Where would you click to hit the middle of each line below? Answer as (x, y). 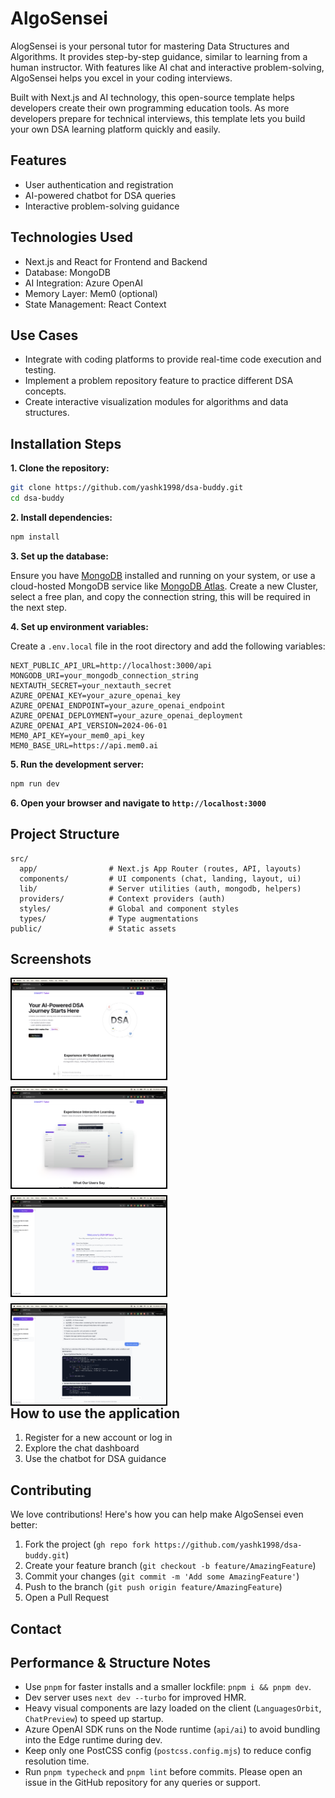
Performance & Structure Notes (111, 1662)
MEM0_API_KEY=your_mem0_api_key (77, 735)
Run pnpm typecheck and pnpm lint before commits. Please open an (163, 1772)
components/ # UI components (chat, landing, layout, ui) (160, 878)
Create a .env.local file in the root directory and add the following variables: (168, 646)
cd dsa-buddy (37, 498)
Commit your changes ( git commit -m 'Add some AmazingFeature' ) (162, 1576)
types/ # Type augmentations (109, 918)
